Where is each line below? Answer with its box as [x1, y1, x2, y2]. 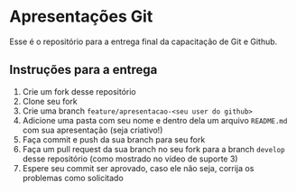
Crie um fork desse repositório [22, 86, 137, 96]
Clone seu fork [22, 96, 79, 106]
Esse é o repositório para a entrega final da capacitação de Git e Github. [9, 36, 278, 47]
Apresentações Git [9, 6, 153, 27]
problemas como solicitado [22, 172, 124, 183]
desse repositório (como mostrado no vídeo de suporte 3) [22, 153, 238, 164]
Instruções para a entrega [9, 62, 158, 78]
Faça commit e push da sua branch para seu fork [22, 133, 206, 145]
